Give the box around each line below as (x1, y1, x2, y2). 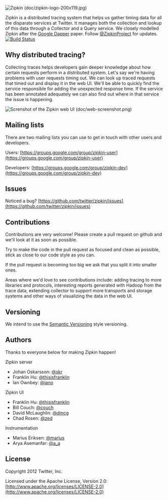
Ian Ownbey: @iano (12, 379, 53, 385)
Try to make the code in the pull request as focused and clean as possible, (5, 247, 160, 253)
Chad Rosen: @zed (12, 415, 53, 421)
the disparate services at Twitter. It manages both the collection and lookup (5, 20, 162, 26)
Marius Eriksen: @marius (12, 435, 65, 441)
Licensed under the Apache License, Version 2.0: (5, 478, 107, 484)
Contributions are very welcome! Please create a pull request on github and (5, 232, 162, 238)
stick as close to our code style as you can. (5, 252, 95, 258)
